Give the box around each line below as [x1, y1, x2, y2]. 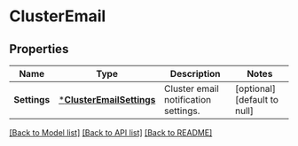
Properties [9, 42, 69, 57]
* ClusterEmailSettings [58, 94, 156, 105]
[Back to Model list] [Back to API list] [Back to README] [9, 127, 213, 138]
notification [163, 94, 211, 105]
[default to [234, 94, 279, 105]
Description [169, 68, 221, 80]
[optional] [234, 82, 277, 95]
